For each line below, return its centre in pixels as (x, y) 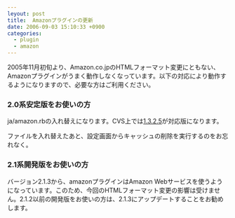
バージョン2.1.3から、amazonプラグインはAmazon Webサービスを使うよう (115, 181)
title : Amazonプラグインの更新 (50, 20)
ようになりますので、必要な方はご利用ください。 (84, 84)
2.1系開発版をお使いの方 (48, 165)
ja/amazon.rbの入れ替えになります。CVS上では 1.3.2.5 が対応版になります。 (115, 121)
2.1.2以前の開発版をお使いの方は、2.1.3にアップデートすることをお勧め (121, 199)
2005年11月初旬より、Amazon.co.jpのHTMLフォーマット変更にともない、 (113, 67)
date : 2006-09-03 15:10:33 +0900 (56, 27)
